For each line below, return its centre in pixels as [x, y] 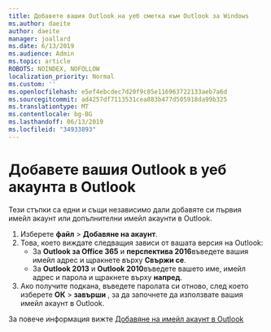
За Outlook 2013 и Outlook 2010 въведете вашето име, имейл [139, 269]
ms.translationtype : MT [49, 107]
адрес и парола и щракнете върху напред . [107, 277]
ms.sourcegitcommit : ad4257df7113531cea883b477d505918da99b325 [118, 99]
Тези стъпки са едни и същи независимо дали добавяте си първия [125, 209]
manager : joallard [39, 39]
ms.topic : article [39, 62]
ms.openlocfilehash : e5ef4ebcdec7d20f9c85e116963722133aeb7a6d [118, 92]
